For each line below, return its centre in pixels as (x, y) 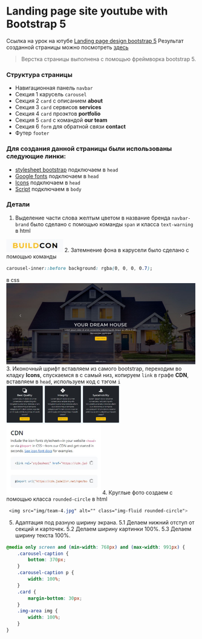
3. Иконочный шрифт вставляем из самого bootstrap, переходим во (94, 369)
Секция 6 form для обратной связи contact (70, 127)
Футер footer (32, 133)
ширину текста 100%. (43, 535)
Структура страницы (39, 75)
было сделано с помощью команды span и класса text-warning (112, 224)
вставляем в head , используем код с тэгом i (64, 381)
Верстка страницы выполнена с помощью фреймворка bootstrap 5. (109, 59)
